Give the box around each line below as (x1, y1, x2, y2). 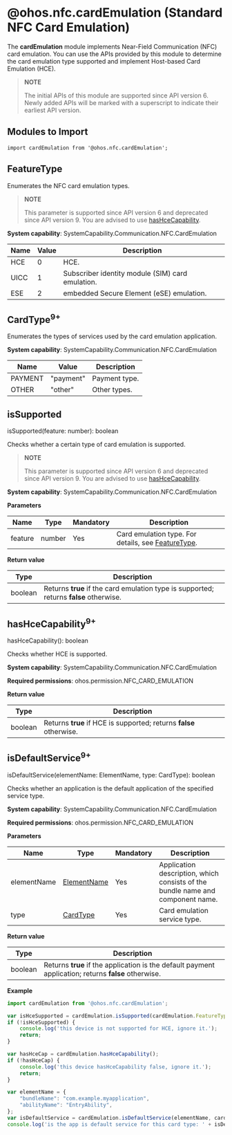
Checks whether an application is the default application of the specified (7, 784, 214, 793)
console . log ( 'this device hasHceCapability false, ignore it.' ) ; (19, 1063, 212, 1070)
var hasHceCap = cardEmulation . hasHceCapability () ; (7, 1051, 159, 1058)
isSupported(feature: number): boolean (7, 427, 119, 435)
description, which (158, 868, 219, 878)
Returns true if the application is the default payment (43, 960, 215, 970)
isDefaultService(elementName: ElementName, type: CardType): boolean (7, 770, 215, 779)
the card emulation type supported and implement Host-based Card (7, 57, 201, 65)
